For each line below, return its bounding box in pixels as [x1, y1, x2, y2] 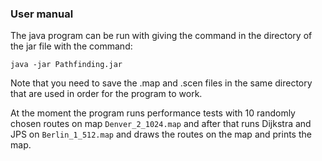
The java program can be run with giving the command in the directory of [10, 30, 313, 42]
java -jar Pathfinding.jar [10, 60, 123, 70]
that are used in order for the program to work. [10, 88, 203, 100]
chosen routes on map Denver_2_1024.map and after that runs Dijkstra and [10, 118, 312, 130]
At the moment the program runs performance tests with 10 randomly [10, 107, 296, 119]
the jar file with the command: [10, 40, 133, 52]
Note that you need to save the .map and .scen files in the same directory [10, 77, 313, 89]
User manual [10, 7, 74, 21]
